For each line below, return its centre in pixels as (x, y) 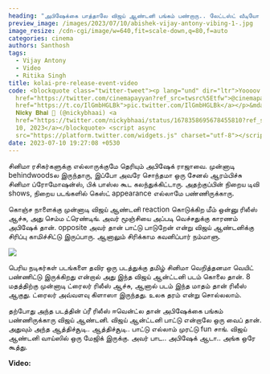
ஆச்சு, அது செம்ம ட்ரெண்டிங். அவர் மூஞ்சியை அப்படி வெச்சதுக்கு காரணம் (123, 218)
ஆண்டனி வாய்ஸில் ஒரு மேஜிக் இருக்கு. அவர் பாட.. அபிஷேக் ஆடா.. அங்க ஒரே (132, 338)
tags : (17, 53)
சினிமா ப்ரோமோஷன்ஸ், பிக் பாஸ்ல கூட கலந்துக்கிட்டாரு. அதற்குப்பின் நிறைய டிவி (134, 184)
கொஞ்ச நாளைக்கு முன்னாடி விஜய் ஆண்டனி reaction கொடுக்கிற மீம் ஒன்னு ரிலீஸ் (133, 209)
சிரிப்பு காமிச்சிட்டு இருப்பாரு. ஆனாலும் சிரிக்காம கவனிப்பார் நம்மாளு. (115, 236)
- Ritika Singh (41, 76)
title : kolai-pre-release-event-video (73, 83)
